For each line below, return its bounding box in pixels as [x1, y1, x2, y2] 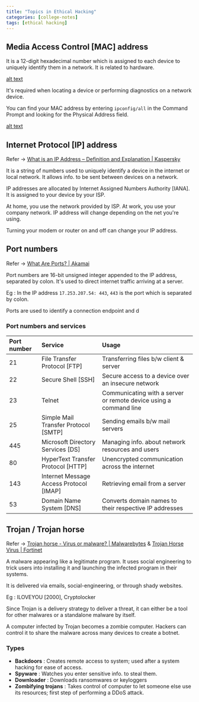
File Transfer [41, 355, 77, 363]
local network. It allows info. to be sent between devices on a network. [6, 174, 179, 180]
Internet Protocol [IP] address [6, 140, 117, 150]
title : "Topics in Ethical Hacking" [6, 8, 97, 15]
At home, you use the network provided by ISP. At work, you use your [6, 203, 176, 210]
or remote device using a [101, 396, 172, 405]
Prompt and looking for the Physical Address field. [6, 111, 129, 118]
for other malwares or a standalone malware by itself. [6, 611, 136, 618]
